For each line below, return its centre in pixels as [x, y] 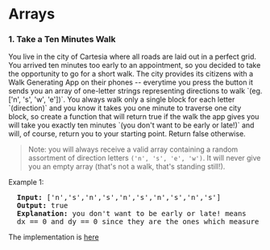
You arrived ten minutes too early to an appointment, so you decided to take [135, 65]
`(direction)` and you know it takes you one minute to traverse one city [125, 108]
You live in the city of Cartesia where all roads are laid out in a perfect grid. [132, 56]
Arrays [31, 14]
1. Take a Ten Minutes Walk [62, 40]
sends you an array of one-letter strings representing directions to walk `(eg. [135, 91]
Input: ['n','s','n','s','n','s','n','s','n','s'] [119, 198]
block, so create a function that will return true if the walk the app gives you [134, 117]
